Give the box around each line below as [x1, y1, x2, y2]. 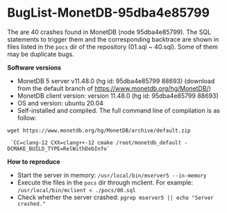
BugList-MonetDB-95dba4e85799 [7, 5, 210, 21]
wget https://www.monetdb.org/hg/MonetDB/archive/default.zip [7, 127, 191, 134]
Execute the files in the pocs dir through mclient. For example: [17, 178, 193, 187]
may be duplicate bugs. [7, 50, 74, 58]
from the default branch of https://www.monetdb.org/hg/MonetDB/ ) [17, 84, 212, 92]
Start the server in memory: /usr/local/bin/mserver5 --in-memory [17, 171, 207, 179]
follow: [17, 113, 37, 122]
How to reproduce [7, 157, 60, 166]
